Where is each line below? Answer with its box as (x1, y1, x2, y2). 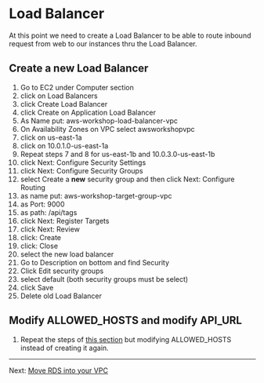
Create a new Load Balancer (9, 62, 149, 75)
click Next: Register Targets (20, 216, 110, 225)
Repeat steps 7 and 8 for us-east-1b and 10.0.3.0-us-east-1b (20, 149, 215, 159)
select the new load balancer (20, 249, 114, 259)
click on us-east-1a (20, 133, 82, 142)
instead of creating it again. (20, 343, 109, 352)
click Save (20, 283, 54, 292)
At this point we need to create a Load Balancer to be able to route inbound (9, 31, 251, 40)
